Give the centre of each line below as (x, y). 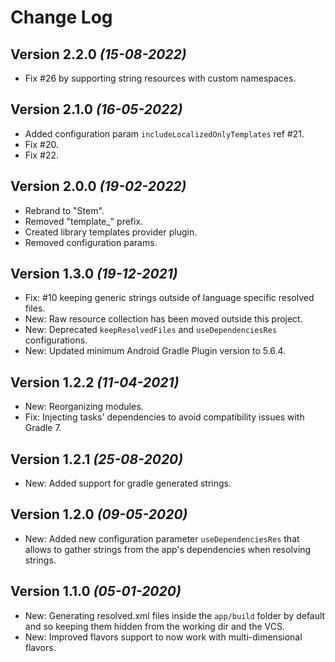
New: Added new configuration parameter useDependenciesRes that (162, 538)
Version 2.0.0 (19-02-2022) (98, 186)
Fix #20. (41, 144)
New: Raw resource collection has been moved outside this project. (163, 319)
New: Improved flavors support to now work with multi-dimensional (163, 637)
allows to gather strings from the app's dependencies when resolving (168, 549)
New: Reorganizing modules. (84, 407)
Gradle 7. (43, 428)
